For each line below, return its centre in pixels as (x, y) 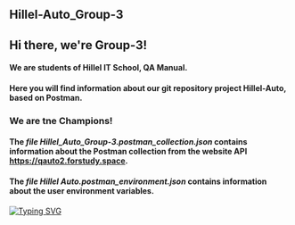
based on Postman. (46, 97)
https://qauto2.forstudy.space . (69, 161)
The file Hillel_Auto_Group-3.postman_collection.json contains (128, 142)
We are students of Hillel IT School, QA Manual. (98, 68)
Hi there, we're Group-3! (78, 45)
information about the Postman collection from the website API (128, 152)
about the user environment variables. (82, 191)
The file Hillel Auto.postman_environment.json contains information (138, 181)
